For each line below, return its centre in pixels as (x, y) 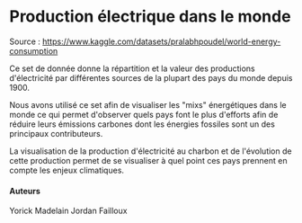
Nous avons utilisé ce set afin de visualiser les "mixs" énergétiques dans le (148, 104)
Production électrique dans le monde (150, 17)
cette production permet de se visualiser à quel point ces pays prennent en (148, 160)
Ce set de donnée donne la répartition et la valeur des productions (132, 68)
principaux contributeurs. (56, 133)
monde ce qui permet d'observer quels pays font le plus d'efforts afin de (144, 114)
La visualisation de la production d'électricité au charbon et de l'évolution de (151, 151)
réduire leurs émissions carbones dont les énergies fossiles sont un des (142, 124)
